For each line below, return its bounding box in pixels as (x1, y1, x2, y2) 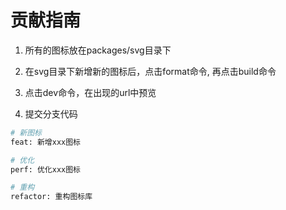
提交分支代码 (24, 107, 78, 120)
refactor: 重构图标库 (10, 192, 93, 202)
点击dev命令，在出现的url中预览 (24, 86, 157, 98)
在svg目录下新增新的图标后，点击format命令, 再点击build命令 (24, 65, 277, 77)
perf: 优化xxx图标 (10, 164, 81, 175)
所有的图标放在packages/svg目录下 (24, 44, 172, 56)
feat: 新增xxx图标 (10, 137, 81, 147)
